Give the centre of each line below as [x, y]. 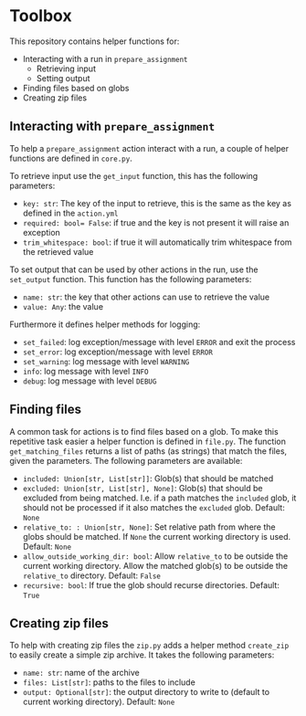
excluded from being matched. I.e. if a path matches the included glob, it [159, 498]
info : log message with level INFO [85, 371]
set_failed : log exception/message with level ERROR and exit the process [159, 342]
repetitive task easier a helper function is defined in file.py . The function [148, 441]
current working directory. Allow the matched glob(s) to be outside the [155, 565]
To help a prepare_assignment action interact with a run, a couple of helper [149, 148]
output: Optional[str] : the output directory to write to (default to [146, 692]
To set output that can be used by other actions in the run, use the [134, 269]
